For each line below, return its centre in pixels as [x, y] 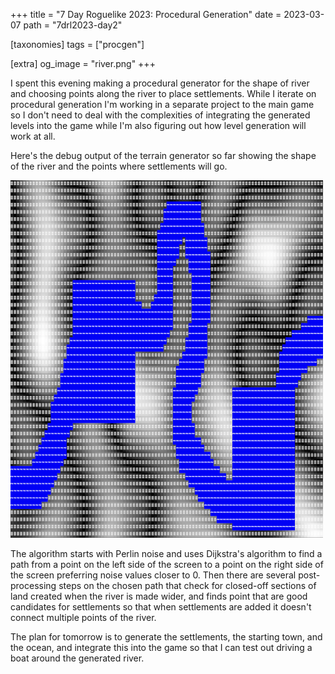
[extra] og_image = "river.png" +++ [83, 63]
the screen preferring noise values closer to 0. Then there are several [153, 575]
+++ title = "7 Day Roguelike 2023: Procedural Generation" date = [146, 14]
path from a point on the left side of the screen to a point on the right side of [167, 564]
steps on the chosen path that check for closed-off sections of [187, 585]
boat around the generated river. [77, 658]
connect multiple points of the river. [83, 617]
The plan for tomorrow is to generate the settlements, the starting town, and [166, 637]
